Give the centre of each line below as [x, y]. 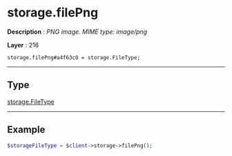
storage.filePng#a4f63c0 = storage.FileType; [74, 57]
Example [26, 130]
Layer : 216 [23, 45]
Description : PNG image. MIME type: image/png [77, 32]
